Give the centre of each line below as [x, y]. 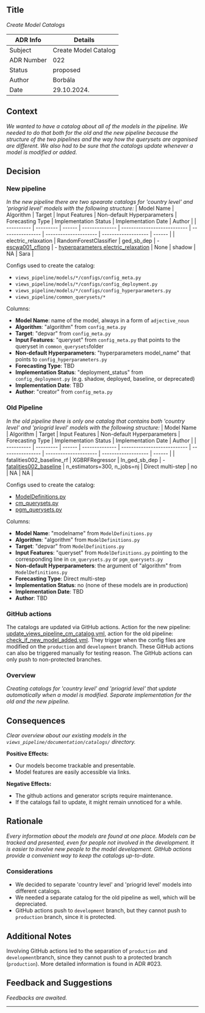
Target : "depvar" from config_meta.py [63, 333]
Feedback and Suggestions [59, 983]
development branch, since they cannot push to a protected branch [89, 957]
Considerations [30, 871]
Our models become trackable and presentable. [75, 766]
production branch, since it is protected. [66, 917]
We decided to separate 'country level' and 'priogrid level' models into [103, 885]
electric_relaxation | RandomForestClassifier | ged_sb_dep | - [83, 241]
